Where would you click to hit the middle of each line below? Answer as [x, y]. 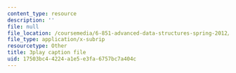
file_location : [29, 33]
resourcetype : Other [38, 46]
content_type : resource [42, 14]
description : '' [31, 20]
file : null [23, 26]
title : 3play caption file [47, 53]
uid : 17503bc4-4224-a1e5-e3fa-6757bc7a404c [72, 59]
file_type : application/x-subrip [56, 40]
